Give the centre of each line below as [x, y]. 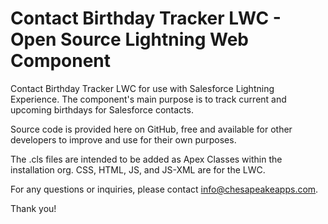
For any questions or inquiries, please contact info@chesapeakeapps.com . [164, 189]
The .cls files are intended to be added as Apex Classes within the [146, 159]
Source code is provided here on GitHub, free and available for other [151, 129]
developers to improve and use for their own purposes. [123, 139]
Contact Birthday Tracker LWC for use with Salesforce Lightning [142, 88]
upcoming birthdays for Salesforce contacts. [102, 109]
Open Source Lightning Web [129, 39]
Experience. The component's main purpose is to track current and [148, 99]
